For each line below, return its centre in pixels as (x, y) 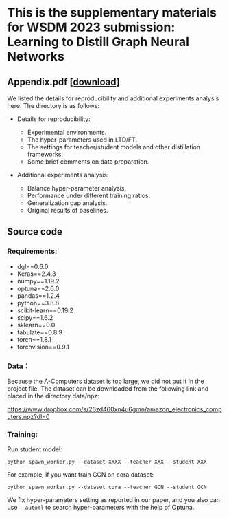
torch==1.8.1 (34, 339)
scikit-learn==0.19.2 (45, 310)
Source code (35, 232)
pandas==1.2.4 (38, 295)
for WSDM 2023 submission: (91, 27)
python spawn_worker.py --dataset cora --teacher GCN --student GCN (107, 487)
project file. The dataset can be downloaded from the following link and (108, 388)
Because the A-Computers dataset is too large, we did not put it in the (106, 381)
